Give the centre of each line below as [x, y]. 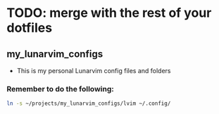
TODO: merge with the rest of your [109, 13]
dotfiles [30, 28]
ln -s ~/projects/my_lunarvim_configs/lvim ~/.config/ [89, 103]
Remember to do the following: [60, 89]
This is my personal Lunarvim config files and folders [94, 71]
